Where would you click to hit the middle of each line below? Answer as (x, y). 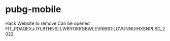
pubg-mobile (33, 9)
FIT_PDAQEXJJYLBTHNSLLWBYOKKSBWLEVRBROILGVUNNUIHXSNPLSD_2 (85, 28)
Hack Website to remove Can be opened (48, 23)
